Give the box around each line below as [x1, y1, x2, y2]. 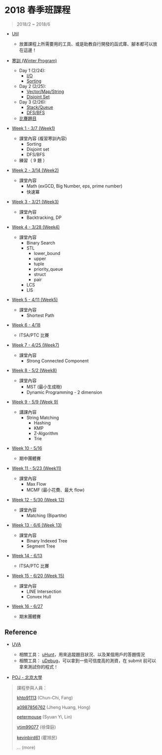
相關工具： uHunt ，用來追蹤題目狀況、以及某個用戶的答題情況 [19, 651, 145, 657]
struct [33, 271, 46, 277]
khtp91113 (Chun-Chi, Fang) [16, 695, 73, 701]
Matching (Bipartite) [26, 512, 67, 518]
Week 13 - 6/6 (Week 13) [11, 522, 62, 528]
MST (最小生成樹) [26, 383, 63, 389]
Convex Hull [26, 593, 51, 599]
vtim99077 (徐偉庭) [16, 724, 56, 730]
